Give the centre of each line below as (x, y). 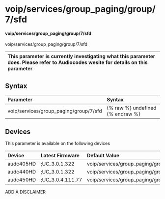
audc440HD (22, 172)
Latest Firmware (60, 156)
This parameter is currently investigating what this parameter (82, 57)
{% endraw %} (124, 114)
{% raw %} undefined (132, 108)
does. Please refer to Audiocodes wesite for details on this (78, 62)
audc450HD (22, 180)
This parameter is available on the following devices (58, 143)
